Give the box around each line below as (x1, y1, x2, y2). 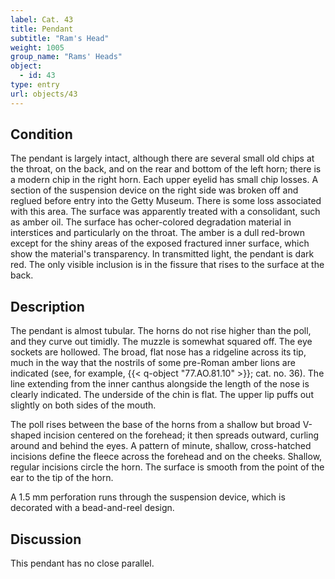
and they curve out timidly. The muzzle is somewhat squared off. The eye (10, 336, 313, 348)
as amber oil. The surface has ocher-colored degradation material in (10, 216, 292, 228)
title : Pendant (10, 24, 74, 34)
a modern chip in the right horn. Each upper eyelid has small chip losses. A (10, 174, 319, 186)
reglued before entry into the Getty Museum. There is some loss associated (10, 195, 322, 207)
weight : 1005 (10, 42, 65, 53)
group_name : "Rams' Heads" (10, 52, 123, 62)
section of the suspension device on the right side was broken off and (10, 184, 299, 196)
